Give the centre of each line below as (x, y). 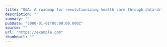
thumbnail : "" (20, 37)
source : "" (16, 28)
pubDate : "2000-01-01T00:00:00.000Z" (44, 23)
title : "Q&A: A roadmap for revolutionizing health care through (74, 10)
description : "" (22, 14)
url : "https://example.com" (34, 32)
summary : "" (17, 19)
